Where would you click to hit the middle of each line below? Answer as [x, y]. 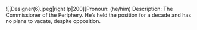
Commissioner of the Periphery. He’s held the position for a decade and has [98, 15]
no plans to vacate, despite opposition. [53, 21]
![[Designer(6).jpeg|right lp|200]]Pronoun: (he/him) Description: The [89, 9]
